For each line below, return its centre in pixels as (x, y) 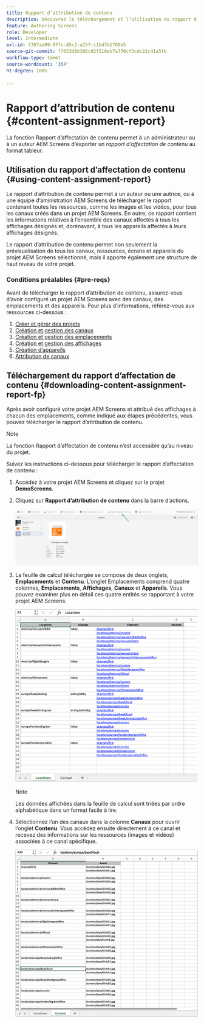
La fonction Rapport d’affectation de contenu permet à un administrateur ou (101, 138)
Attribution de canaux (42, 357)
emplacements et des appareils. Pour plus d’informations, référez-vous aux (100, 306)
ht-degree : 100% (27, 71)
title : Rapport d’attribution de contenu (59, 13)
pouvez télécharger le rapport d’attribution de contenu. (75, 422)
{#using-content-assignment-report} (79, 179)
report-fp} (26, 395)
